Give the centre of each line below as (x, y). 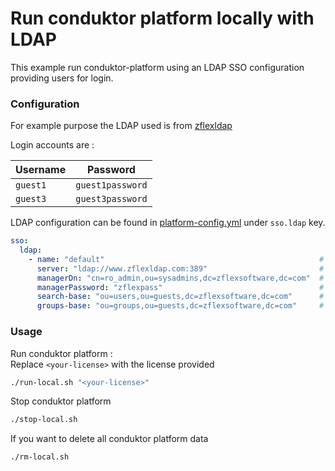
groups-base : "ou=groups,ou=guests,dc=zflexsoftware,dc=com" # (180, 306)
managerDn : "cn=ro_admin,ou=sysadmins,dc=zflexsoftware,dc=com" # (180, 278)
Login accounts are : (52, 145)
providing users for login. (62, 78)
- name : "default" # (176, 259)
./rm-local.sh (40, 457)
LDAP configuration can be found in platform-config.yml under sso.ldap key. (168, 223)
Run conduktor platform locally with (162, 18)
